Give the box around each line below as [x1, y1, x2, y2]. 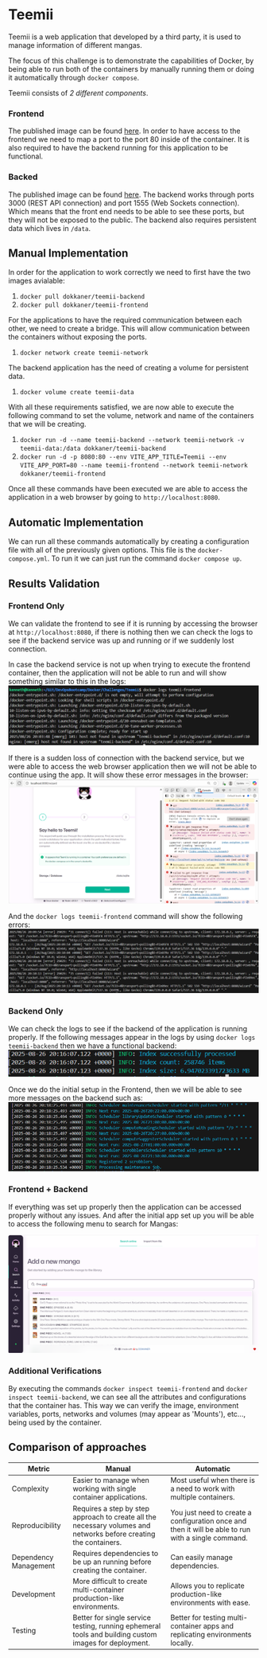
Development [11, 1589, 56, 1598]
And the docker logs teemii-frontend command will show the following [8, 912, 243, 921]
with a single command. [170, 1533, 248, 1543]
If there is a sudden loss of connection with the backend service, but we [8, 753, 245, 762]
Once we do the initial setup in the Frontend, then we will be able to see [8, 1085, 242, 1094]
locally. [170, 1638, 194, 1648]
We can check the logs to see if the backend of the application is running [8, 1023, 248, 1033]
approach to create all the [72, 1511, 157, 1522]
